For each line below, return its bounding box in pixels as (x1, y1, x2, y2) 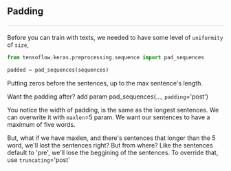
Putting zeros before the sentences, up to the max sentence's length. (7, 79, 203, 87)
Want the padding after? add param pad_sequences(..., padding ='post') (7, 92, 208, 101)
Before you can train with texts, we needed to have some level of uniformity (7, 33, 223, 41)
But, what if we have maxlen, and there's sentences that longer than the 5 (7, 134, 216, 142)
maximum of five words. (7, 120, 76, 128)
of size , (7, 41, 30, 49)
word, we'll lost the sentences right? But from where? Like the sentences (7, 141, 213, 149)
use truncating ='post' (7, 155, 70, 164)
